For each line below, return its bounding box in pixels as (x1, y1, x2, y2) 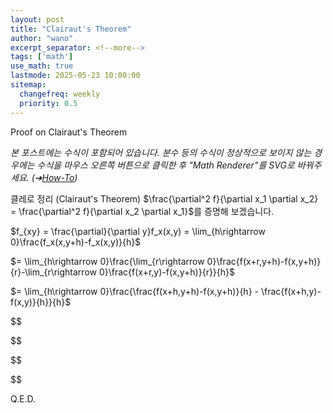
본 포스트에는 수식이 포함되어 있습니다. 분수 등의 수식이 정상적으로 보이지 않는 (10, 146, 312, 158)
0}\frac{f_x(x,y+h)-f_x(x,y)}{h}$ (10, 236, 142, 248)
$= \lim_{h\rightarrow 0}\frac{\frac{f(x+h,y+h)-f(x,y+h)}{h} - (10, 285, 259, 297)
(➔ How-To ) (31, 171, 78, 183)
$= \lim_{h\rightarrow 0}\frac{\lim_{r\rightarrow (10, 255, 205, 267)
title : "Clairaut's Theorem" (10, 24, 132, 34)
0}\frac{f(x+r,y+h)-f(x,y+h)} (206, 255, 322, 267)
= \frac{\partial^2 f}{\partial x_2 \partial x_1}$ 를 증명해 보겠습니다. (10, 205, 275, 217)
